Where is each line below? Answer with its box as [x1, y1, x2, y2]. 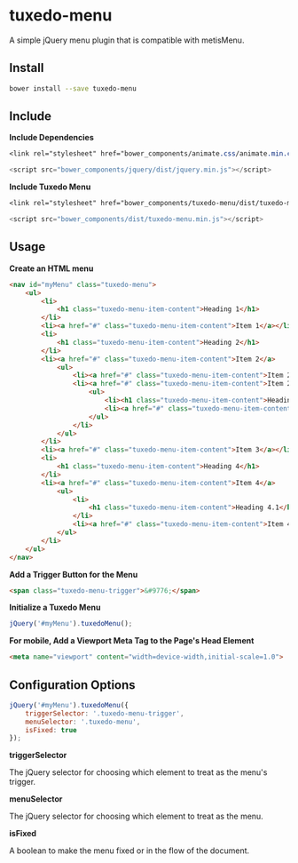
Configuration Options [9, 677, 136, 692]
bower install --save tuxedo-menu [9, 84, 137, 93]
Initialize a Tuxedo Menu [9, 602, 101, 613]
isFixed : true [25, 725, 77, 734]
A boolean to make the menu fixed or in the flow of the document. [9, 845, 250, 856]
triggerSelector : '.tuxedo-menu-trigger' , [25, 708, 184, 718]
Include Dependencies [9, 132, 95, 143]
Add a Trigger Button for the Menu [9, 569, 138, 579]
